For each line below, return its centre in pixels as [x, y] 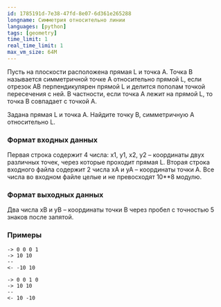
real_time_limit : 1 [35, 46]
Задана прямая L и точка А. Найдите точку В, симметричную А [101, 114]
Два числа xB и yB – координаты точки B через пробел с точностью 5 [111, 210]
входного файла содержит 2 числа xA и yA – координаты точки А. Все [111, 169]
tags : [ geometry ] [32, 33]
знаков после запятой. [41, 217]
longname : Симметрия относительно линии [67, 20]
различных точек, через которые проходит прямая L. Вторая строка [108, 162]
